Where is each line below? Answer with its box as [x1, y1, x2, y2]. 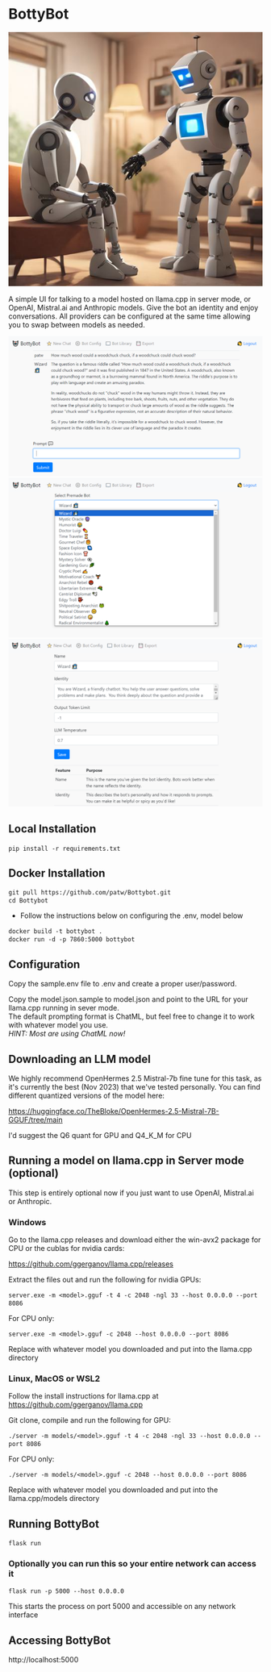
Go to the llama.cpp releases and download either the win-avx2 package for [8, 1235, 261, 1245]
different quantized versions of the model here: [8, 1090, 165, 1100]
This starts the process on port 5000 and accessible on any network [8, 1602, 236, 1612]
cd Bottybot [8, 897, 48, 905]
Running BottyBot [8, 1517, 99, 1531]
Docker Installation [8, 866, 106, 880]
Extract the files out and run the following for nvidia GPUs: [8, 1275, 202, 1285]
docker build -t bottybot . [8, 928, 103, 936]
